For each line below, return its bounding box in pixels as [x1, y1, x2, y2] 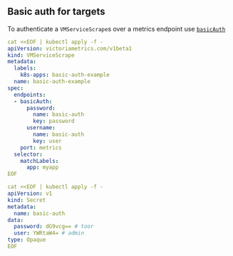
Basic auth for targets [7, 6, 105, 18]
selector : [14, 151, 43, 158]
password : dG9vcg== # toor [14, 223, 94, 230]
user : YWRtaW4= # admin [14, 230, 84, 237]
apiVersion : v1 [7, 190, 53, 198]
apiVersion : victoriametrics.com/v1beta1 [7, 45, 133, 52]
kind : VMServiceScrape [7, 51, 75, 59]
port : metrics [20, 144, 62, 151]
